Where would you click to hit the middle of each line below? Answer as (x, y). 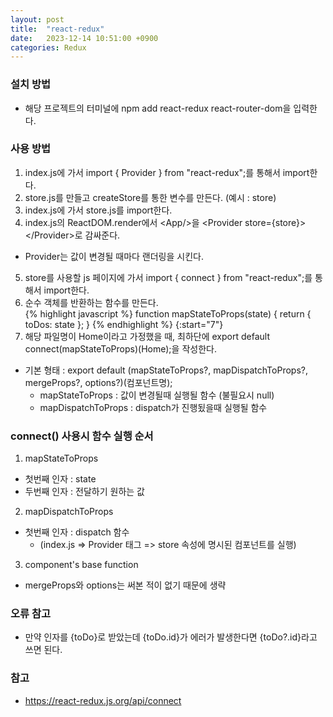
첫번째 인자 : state (60, 479)
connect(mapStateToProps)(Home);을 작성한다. (120, 348)
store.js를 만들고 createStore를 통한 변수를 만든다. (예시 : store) (150, 197)
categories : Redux (48, 47)
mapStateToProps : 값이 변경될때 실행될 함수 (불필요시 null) (157, 395)
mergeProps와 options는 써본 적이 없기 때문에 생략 (125, 585)
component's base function (81, 565)
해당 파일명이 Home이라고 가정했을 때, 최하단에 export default (147, 336)
